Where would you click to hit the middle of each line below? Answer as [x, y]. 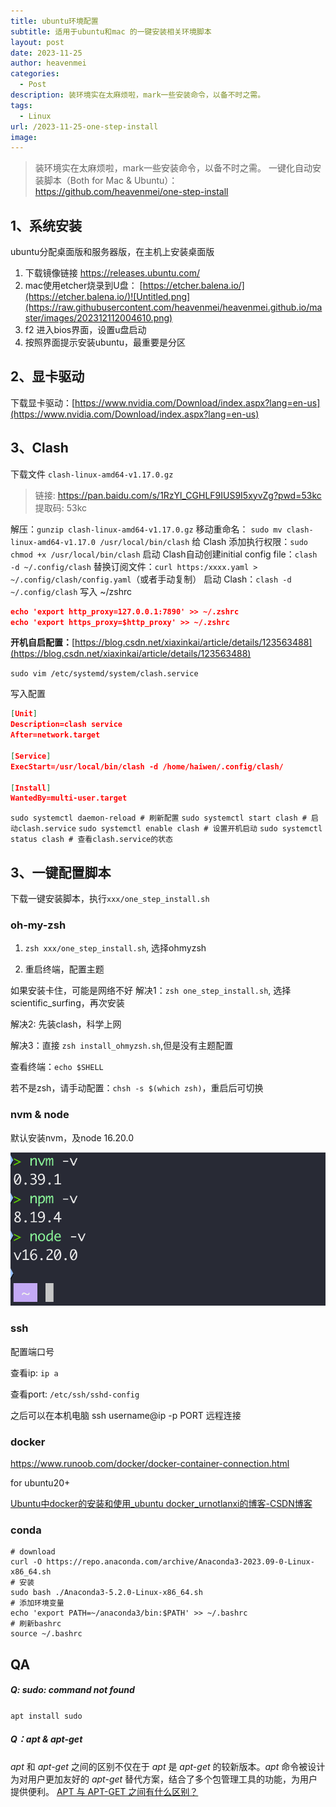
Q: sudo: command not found [72, 1690]
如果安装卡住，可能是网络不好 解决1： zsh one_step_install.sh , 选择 [151, 991]
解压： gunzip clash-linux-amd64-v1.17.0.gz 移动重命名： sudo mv [146, 529]
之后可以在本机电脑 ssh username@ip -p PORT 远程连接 [126, 1415]
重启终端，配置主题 [64, 969]
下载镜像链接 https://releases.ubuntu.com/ [112, 273]
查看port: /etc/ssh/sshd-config [75, 1394]
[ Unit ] [24, 714]
